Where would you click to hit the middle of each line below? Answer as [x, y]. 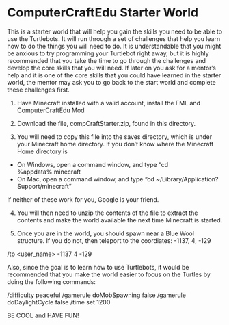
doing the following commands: [51, 281]
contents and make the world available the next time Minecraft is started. [120, 220]
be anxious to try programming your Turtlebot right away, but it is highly [108, 53]
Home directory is [42, 151]
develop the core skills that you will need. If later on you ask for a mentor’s [112, 68]
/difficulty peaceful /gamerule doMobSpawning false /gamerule [97, 295]
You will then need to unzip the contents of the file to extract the [107, 213]
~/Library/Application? [187, 179]
